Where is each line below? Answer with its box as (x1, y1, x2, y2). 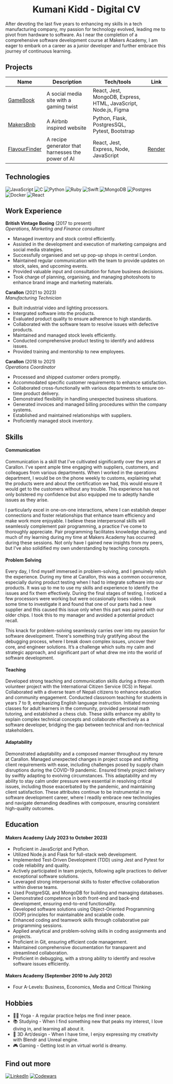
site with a (46, 96, 71, 103)
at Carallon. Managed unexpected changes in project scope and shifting (5, 756, 159, 762)
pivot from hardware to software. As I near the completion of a (5, 31, 138, 38)
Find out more (5, 1059, 51, 1068)
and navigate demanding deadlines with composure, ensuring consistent (5, 799, 160, 806)
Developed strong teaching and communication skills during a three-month (5, 678, 165, 684)
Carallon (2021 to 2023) (5, 289, 57, 295)
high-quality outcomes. (5, 805, 55, 811)
